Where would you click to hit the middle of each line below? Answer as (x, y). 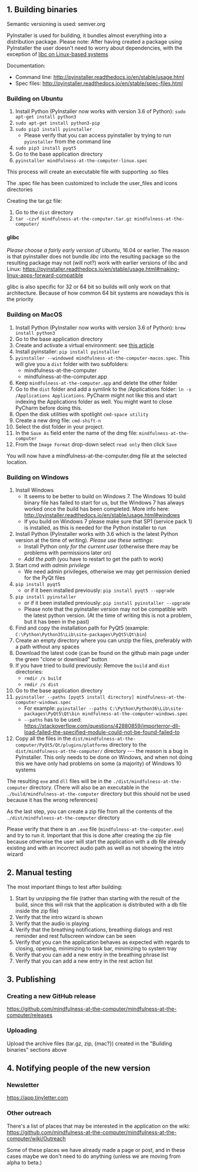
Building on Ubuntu (35, 98)
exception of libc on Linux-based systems (57, 54)
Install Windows (34, 490)
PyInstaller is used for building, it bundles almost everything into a (87, 35)
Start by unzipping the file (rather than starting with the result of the (98, 898)
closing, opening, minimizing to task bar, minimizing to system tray (96, 948)
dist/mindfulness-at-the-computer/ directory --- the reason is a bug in (102, 750)
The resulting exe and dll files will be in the (59, 781)
